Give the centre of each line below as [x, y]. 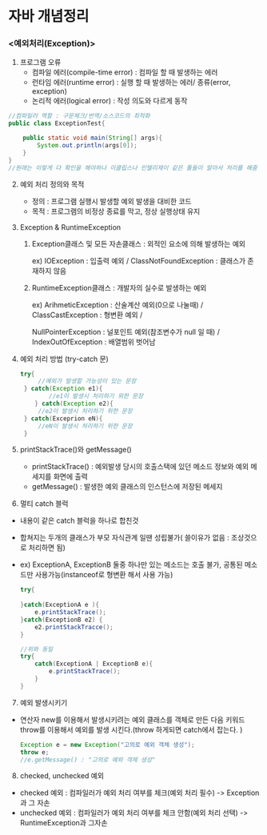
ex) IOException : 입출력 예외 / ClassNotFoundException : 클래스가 [139, 260]
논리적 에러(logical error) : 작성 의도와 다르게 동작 [110, 101]
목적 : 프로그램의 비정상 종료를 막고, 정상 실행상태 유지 [116, 211]
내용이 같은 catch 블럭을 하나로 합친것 [79, 520]
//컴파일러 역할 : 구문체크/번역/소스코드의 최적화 [79, 116]
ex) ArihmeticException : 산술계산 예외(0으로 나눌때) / [118, 304]
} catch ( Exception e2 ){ [74, 404]
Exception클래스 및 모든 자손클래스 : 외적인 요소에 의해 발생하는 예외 [139, 243]
